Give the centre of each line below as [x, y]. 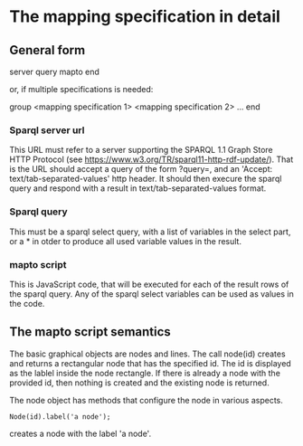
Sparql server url [47, 130]
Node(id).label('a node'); [60, 417]
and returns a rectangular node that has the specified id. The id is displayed [150, 363]
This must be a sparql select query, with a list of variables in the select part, [150, 232]
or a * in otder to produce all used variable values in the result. [126, 241]
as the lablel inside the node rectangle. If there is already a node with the [145, 373]
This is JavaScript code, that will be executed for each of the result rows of [149, 284]
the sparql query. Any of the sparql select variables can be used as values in [151, 294]
